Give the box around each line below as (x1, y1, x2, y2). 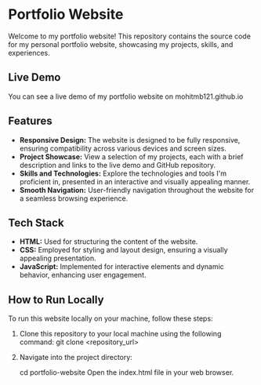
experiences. (8, 48, 51, 57)
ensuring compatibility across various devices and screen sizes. (19, 143, 227, 153)
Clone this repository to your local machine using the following (19, 329, 222, 339)
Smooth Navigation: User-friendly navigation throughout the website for (19, 185, 255, 194)
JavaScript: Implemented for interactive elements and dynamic (19, 262, 225, 271)
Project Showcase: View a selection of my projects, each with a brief (19, 151, 245, 162)
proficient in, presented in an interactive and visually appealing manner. (19, 176, 251, 186)
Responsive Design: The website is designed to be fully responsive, (19, 135, 241, 144)
